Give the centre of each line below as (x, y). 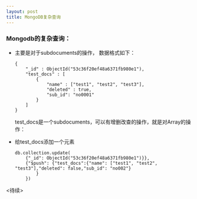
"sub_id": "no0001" (70, 95)
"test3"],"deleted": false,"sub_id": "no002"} (73, 168)
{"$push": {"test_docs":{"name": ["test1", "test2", (92, 163)
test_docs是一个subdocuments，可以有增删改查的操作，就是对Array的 (100, 122)
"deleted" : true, (69, 89)
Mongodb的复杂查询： (38, 39)
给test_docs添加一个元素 (45, 141)
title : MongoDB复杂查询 (33, 17)
